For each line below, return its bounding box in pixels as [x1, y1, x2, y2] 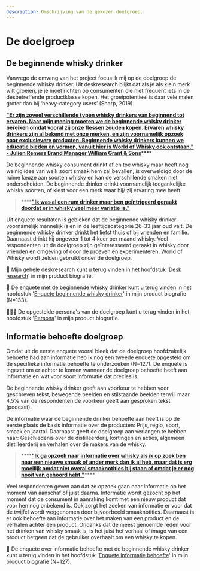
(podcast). [6, 403, 32, 411]
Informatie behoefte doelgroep [6, 332, 123, 342]
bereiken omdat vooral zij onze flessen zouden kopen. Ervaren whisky [6, 124, 184, 131]
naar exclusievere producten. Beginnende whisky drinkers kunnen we [6, 136, 184, 144]
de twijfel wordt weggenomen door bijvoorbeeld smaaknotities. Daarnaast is [6, 508, 195, 515]
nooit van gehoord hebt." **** [20, 471, 95, 479]
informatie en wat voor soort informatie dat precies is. [6, 373, 139, 380]
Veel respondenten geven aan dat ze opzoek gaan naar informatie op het [6, 483, 186, 490]
